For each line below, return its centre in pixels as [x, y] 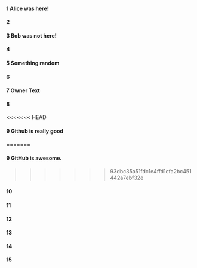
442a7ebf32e [127, 178]
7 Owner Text [23, 90]
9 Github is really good [35, 131]
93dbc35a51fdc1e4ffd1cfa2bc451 [151, 171]
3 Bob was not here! [31, 35]
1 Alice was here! [27, 8]
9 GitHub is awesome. [34, 158]
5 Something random [33, 63]
